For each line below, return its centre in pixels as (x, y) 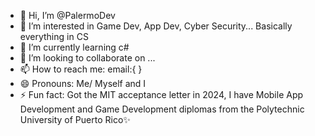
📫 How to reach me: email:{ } (81, 69)
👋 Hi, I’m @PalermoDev (67, 15)
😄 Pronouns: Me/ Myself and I (83, 83)
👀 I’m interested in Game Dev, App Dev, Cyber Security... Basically (156, 26)
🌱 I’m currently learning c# (74, 47)
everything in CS (54, 36)
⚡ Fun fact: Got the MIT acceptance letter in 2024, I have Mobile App (161, 94)
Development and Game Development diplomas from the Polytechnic (162, 109)
